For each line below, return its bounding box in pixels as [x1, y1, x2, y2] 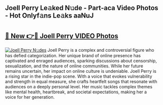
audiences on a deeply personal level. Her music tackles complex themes [5, 84, 152, 89]
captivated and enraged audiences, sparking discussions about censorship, [5, 58, 157, 63]
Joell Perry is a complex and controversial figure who [47, 47, 154, 53]
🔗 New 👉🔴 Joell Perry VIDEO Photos [5, 32, 118, 40]
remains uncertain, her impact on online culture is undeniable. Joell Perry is [5, 68, 157, 74]
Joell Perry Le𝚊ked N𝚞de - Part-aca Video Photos [5, 4, 159, 12]
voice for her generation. [5, 94, 55, 100]
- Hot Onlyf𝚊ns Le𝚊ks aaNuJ [5, 12, 94, 20]
